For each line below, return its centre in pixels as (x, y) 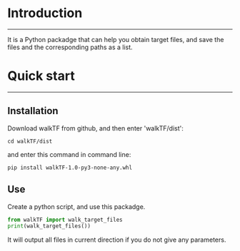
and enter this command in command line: (69, 154)
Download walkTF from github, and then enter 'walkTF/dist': (96, 128)
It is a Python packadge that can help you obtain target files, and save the (116, 39)
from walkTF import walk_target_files (65, 220)
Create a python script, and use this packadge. (76, 206)
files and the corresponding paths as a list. (70, 47)
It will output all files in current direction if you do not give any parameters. (117, 240)
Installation (33, 111)
